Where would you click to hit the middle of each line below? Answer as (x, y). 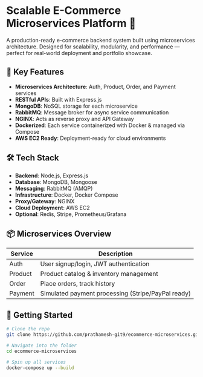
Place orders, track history (78, 284)
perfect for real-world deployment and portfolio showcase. (79, 53)
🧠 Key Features (35, 72)
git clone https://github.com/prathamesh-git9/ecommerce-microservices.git (104, 335)
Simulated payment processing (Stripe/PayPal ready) (116, 293)
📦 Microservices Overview (59, 234)
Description (115, 254)
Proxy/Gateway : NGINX (45, 201)
